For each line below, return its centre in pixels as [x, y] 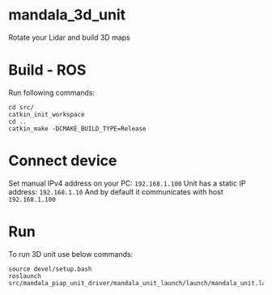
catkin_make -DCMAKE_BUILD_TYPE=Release [78, 128]
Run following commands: [52, 92]
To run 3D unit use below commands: [71, 254]
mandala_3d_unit [67, 15]
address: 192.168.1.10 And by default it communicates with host [116, 191]
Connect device [63, 161]
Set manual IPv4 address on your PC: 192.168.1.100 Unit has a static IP [127, 183]
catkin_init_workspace [47, 114]
